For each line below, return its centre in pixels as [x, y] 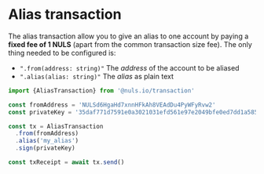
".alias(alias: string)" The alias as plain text [97, 76]
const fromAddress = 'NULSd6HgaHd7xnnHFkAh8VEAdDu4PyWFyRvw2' [112, 105]
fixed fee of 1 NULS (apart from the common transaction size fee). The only [130, 44]
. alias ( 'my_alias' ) [47, 141]
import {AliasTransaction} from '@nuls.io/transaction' [101, 91]
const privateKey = [40, 112]
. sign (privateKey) [46, 148]
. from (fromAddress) [47, 134]
